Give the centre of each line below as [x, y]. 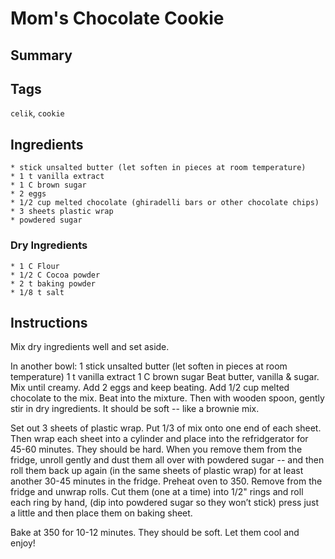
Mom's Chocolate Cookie [117, 18]
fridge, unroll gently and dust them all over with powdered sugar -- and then [167, 460]
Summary [41, 55]
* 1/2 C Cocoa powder [55, 275]
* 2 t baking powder [53, 283]
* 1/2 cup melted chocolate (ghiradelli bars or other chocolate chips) [165, 203]
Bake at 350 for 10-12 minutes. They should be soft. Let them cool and [155, 533]
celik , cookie [37, 113]
